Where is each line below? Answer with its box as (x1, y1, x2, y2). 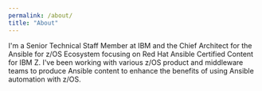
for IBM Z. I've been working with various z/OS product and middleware (8, 57, 244, 67)
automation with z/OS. (8, 74, 81, 84)
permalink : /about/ (8, 11, 73, 20)
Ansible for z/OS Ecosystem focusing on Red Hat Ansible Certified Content (8, 49, 253, 59)
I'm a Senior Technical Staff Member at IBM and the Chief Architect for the (8, 40, 252, 50)
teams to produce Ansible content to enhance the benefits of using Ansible (8, 66, 255, 75)
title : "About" (8, 19, 59, 27)
